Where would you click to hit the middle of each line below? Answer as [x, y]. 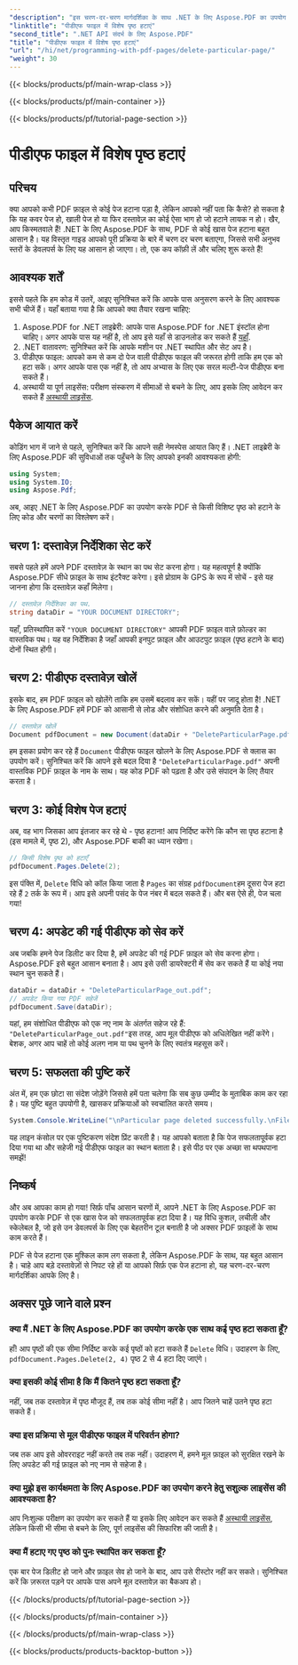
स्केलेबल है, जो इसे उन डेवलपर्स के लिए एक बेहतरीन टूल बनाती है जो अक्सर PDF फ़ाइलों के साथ [143, 1227]
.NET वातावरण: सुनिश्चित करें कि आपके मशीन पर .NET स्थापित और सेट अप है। [137, 347]
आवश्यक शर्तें [36, 278]
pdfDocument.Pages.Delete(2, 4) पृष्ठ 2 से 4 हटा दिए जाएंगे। [108, 1358]
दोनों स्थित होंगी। [33, 649]
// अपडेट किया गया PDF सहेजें [53, 998]
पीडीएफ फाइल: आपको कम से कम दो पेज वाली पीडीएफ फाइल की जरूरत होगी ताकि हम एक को [152, 357]
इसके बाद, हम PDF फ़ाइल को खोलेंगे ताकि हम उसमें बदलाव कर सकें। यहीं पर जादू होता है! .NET [145, 699]
